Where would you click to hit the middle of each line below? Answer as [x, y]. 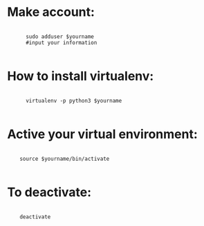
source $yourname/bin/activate [65, 159]
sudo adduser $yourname [60, 36]
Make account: [51, 12]
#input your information [61, 42]
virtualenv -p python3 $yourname [74, 101]
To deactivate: [49, 192]
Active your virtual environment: [103, 134]
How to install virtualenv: [81, 76]
